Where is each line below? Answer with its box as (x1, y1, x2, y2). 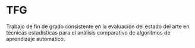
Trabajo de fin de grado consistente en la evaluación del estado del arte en (6, 23, 190, 30)
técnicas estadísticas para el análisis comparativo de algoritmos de (6, 29, 171, 36)
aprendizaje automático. (6, 35, 65, 42)
